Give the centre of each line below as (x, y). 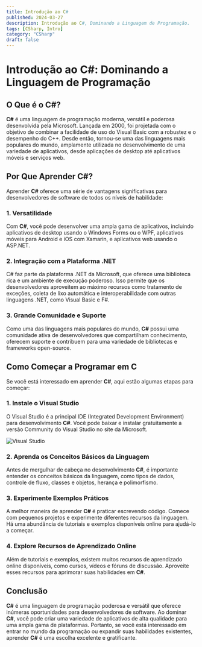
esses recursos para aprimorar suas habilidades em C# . (76, 572)
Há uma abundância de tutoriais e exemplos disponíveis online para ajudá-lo (101, 524)
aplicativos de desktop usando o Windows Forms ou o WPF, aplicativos (95, 233)
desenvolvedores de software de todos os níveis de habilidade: (85, 197)
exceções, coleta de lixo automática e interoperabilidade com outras (91, 294)
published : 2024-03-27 (35, 17)
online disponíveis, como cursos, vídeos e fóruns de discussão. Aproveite (98, 566)
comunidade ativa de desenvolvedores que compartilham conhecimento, (97, 335)
